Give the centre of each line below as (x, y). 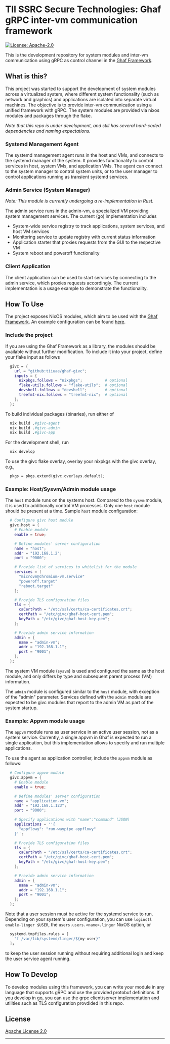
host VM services (31, 231)
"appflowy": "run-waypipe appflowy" (57, 829)
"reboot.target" (36, 586)
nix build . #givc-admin (35, 428)
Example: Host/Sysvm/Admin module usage (61, 489)
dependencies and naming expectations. (48, 131)
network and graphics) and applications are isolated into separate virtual (81, 99)
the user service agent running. (38, 959)
